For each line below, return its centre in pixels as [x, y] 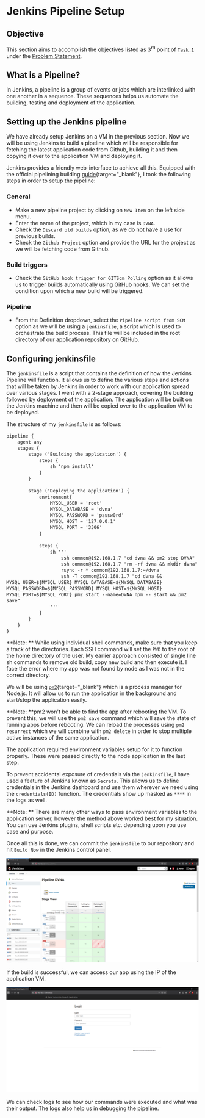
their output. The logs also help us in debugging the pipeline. [83, 1108]
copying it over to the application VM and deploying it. [74, 156]
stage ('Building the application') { [77, 454]
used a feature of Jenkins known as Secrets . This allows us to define [93, 781]
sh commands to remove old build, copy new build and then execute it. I [97, 662]
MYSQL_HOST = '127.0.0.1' [83, 521]
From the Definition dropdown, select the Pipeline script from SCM [100, 320]
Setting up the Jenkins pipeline [67, 122]
